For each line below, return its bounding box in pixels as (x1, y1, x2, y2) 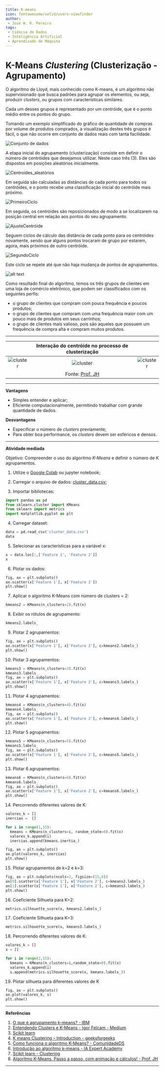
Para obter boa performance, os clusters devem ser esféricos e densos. (12, 432, 157, 437)
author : (5, 16, 21, 21)
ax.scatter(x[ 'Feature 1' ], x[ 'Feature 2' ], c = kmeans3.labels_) (5, 680, 139, 685)
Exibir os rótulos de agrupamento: (12, 611, 81, 617)
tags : (5, 25, 17, 30)
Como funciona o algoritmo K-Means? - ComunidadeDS (12, 1040, 125, 1046)
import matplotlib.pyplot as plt (5, 511, 73, 516)
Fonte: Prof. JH (65, 371, 99, 377)
